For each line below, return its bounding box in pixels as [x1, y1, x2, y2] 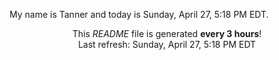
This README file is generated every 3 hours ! [72, 28, 262, 39]
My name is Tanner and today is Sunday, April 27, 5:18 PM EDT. [9, 9, 269, 20]
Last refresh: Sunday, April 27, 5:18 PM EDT [77, 39, 257, 50]
